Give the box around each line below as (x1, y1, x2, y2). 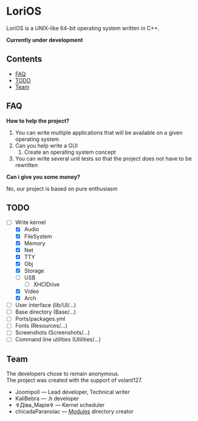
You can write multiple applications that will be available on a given (15, 129, 183, 136)
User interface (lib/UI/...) (15, 301, 77, 309)
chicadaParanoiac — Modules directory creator (15, 408, 134, 416)
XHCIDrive (33, 281, 60, 288)
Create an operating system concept (24, 148, 117, 156)
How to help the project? (6, 117, 70, 124)
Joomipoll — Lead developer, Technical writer (15, 389, 131, 396)
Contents (6, 54, 43, 65)
